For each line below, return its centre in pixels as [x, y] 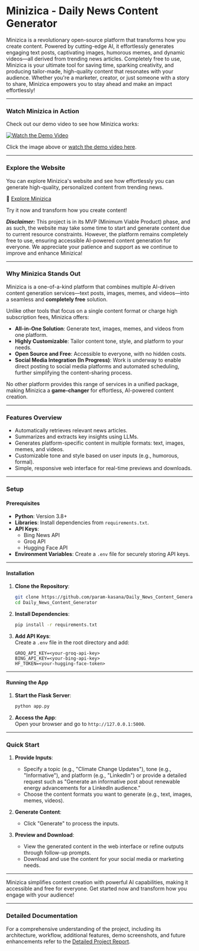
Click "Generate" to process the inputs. [71, 824]
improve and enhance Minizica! [44, 253]
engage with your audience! [40, 895]
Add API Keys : [33, 636]
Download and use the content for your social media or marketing [104, 859]
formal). [24, 462]
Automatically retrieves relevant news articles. [71, 430]
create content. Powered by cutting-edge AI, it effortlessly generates [90, 46]
